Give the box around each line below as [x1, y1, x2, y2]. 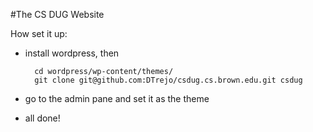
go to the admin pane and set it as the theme [24, 93, 210, 104]
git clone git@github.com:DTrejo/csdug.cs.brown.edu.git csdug [34, 75, 303, 85]
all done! [24, 112, 61, 124]
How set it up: [10, 28, 68, 39]
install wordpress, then [24, 47, 120, 59]
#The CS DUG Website [10, 9, 105, 20]
